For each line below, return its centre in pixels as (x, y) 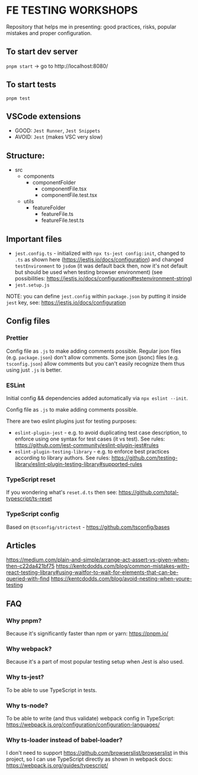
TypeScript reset (31, 479)
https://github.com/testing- (145, 458)
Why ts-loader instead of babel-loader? (64, 740)
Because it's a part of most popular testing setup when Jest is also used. (95, 662)
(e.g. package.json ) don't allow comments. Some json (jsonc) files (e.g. (93, 357)
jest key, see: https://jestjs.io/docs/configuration (66, 302)
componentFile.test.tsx (69, 195)
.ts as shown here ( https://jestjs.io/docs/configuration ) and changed (99, 259)
